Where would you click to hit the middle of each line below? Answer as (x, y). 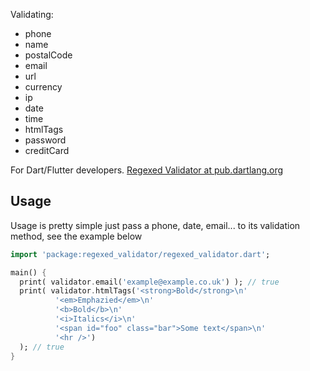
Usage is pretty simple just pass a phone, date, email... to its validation (155, 225)
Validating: (32, 14)
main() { (28, 272)
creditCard (47, 150)
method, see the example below (76, 236)
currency (43, 87)
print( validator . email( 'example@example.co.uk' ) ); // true (149, 282)
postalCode (48, 55)
